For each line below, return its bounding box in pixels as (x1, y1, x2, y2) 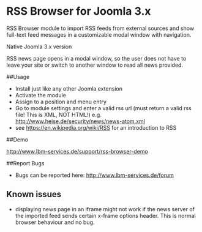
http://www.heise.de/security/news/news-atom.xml (15, 118, 145, 125)
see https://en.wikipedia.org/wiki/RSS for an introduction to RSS (15, 124, 177, 131)
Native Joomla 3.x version (6, 43, 72, 50)
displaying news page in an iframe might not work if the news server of (15, 205, 195, 212)
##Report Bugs (6, 159, 45, 167)
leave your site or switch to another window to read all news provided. (6, 61, 184, 69)
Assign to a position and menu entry (15, 98, 107, 105)
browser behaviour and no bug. (15, 219, 95, 226)
